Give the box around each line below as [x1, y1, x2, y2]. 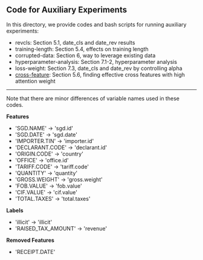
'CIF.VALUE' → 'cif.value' [14, 188, 77, 195]
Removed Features [6, 236, 54, 244]
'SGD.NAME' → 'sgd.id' [14, 124, 74, 132]
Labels [6, 206, 24, 214]
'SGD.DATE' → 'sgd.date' [14, 131, 77, 138]
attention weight [14, 77, 56, 84]
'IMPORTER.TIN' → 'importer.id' [14, 137, 94, 144]
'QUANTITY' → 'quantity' [14, 169, 77, 177]
